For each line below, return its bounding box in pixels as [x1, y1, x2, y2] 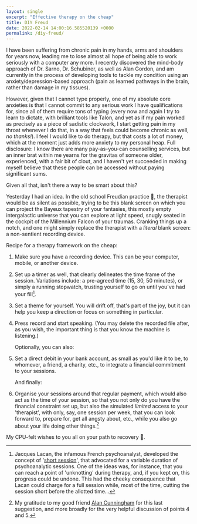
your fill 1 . [14, 290, 36, 297]
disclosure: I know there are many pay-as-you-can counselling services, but [6, 145, 191, 153]
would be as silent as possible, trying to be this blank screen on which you [6, 199, 186, 206]
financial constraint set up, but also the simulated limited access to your [14, 402, 188, 409]
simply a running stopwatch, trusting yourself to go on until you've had [14, 283, 186, 291]
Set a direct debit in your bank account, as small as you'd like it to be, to [14, 355, 189, 362]
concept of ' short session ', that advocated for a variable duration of [14, 456, 178, 464]
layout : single [6, 8, 43, 15]
